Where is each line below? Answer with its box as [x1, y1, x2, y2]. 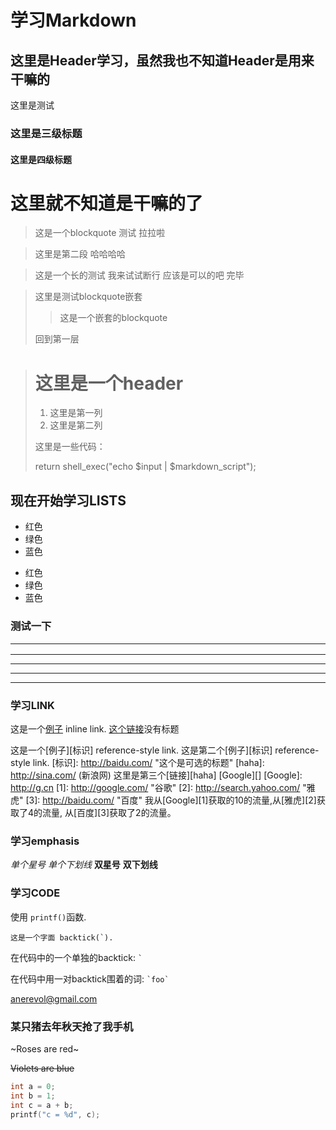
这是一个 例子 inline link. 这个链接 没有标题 [10, 723, 180, 735]
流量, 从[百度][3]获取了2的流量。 [42, 807, 177, 819]
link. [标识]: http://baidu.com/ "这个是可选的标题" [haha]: [32, 757, 265, 769]
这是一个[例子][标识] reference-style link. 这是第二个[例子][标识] [10, 744, 273, 756]
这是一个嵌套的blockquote [59, 312, 168, 324]
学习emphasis [10, 834, 80, 848]
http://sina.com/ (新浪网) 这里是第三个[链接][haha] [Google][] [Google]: [10, 769, 303, 781]
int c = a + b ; [10, 1100, 74, 1110]
